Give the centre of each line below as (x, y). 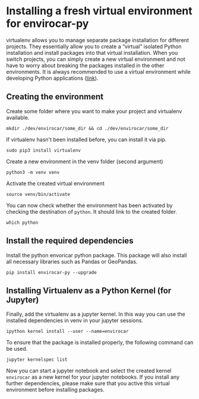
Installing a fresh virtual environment (99, 11)
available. (18, 117)
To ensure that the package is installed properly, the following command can (100, 342)
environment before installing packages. (56, 390)
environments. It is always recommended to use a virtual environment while (99, 71)
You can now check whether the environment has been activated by (89, 205)
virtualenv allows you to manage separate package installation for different (97, 40)
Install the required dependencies (70, 241)
